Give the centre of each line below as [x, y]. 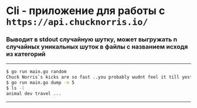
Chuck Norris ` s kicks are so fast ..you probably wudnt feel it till [93, 77]
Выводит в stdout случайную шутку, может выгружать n [92, 39]
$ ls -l [16, 88]
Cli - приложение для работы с [86, 11]
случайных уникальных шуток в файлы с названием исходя [97, 47]
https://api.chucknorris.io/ [77, 22]
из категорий [26, 54]
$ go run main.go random [36, 72]
